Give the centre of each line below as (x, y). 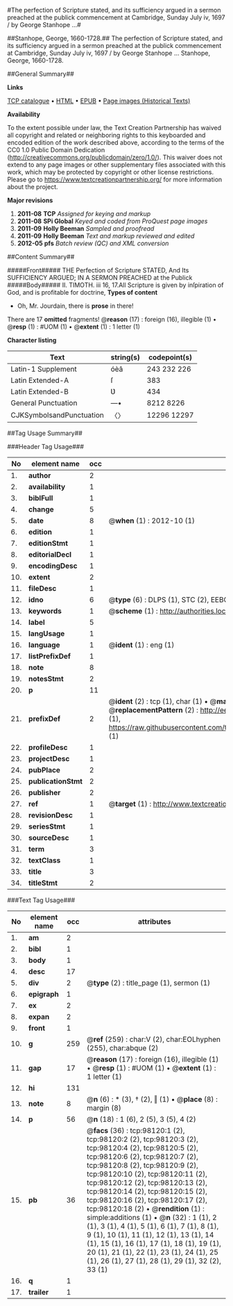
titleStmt (43, 883)
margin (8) (104, 1108)
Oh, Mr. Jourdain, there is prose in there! (75, 306)
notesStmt (46, 679)
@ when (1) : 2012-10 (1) (152, 521)
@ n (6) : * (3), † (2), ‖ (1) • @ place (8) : (152, 1099)
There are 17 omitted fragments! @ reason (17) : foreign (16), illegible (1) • (112, 319)
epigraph (44, 994)
